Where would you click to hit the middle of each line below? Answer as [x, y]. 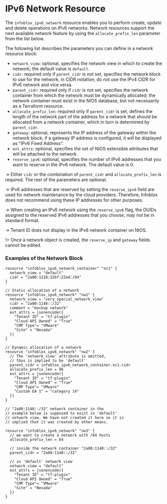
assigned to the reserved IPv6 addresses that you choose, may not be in [80, 215]
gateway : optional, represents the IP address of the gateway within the [84, 132]
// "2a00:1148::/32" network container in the [54, 409]
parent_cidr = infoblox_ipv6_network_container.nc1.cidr [70, 365]
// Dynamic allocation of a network [43, 348]
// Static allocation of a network [42, 291]
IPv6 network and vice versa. [42, 85]
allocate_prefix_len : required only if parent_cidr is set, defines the [82, 111]
